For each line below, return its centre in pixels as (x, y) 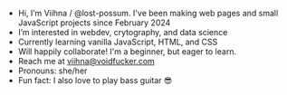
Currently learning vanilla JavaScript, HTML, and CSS (118, 42)
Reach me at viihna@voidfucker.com (86, 61)
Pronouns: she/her (53, 71)
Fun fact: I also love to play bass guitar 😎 (95, 80)
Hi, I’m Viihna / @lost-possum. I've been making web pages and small (148, 13)
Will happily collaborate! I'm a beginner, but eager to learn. (127, 52)
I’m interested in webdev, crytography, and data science (123, 32)
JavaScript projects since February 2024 (94, 23)
